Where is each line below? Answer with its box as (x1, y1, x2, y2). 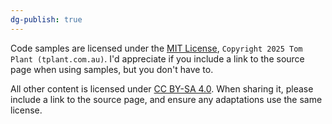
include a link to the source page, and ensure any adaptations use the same (10, 93, 323, 105)
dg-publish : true (10, 14, 83, 25)
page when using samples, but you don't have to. (10, 63, 214, 75)
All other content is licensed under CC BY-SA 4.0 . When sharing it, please (10, 82, 314, 95)
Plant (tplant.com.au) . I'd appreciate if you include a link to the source (10, 52, 305, 65)
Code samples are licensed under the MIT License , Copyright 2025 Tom (10, 42, 303, 54)
